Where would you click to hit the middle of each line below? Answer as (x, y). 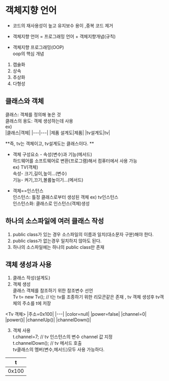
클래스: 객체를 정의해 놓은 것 (33, 114)
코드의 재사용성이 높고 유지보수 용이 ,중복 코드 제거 (63, 26)
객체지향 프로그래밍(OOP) (38, 47)
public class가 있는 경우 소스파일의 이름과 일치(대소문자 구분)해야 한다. (83, 234)
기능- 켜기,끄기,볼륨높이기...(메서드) (48, 180)
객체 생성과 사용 (29, 264)
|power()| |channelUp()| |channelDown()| (48, 320)
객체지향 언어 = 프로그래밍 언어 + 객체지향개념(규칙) (64, 36)
